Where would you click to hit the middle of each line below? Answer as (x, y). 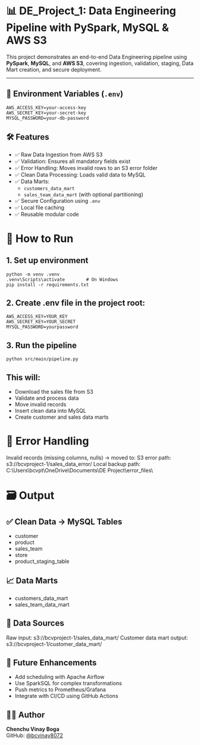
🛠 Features (28, 137)
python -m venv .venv (33, 274)
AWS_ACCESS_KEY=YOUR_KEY (37, 317)
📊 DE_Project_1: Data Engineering (91, 11)
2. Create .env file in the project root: (76, 303)
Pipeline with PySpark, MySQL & (88, 28)
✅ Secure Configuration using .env (57, 200)
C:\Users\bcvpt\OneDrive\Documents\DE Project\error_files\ (80, 470)
